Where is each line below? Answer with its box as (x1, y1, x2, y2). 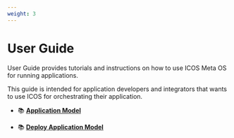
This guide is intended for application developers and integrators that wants (7, 85, 228, 93)
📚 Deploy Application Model (17, 123, 104, 131)
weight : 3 (7, 10, 37, 18)
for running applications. (7, 71, 79, 79)
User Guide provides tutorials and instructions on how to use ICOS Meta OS (7, 64, 227, 72)
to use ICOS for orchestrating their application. (7, 92, 143, 100)
